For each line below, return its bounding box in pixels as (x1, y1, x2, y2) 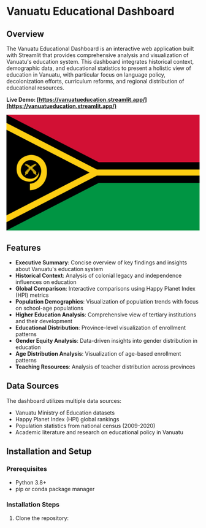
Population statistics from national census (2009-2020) (15, 422, 156, 429)
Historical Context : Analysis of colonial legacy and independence (15, 272, 182, 280)
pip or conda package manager (15, 485, 95, 492)
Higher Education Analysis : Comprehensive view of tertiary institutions (15, 311, 197, 318)
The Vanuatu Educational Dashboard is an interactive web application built (6, 45, 194, 52)
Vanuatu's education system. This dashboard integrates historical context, (6, 58, 194, 65)
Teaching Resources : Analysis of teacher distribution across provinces (15, 363, 196, 370)
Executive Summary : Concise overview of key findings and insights (15, 259, 188, 266)
